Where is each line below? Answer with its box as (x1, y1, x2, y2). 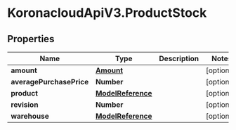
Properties (7, 33, 55, 45)
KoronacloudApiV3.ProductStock (7, 5, 207, 21)
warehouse (11, 111, 49, 121)
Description (159, 54, 199, 63)
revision (11, 100, 39, 110)
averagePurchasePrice (11, 77, 89, 86)
